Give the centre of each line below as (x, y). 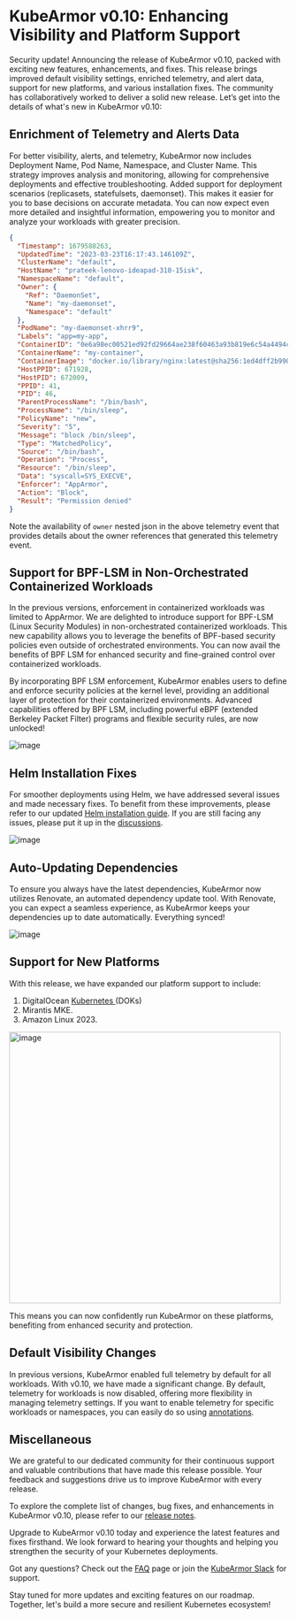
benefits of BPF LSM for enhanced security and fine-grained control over (142, 655)
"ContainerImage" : (51, 361)
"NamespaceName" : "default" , (71, 279)
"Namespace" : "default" (69, 311)
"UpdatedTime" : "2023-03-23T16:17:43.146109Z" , (107, 254)
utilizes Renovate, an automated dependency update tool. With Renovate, (143, 898)
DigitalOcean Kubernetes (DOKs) (82, 1001)
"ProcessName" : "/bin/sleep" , (72, 410)
